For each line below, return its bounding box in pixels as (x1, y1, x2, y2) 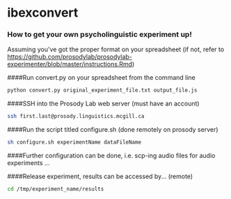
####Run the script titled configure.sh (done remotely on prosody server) (7, 126, 218, 134)
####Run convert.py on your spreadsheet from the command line (7, 73, 196, 82)
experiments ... (7, 159, 50, 167)
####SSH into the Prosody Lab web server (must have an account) (7, 99, 200, 108)
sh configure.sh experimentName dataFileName (7, 139, 141, 146)
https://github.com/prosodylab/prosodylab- (7, 53, 132, 61)
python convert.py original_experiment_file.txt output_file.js (7, 87, 198, 94)
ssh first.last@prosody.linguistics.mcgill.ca (7, 113, 145, 120)
